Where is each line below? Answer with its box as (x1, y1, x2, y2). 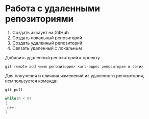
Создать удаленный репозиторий (12, 40, 82, 46)
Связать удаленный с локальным (12, 45, 82, 51)
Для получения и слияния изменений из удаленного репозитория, (5, 72, 145, 78)
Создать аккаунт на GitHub (12, 29, 69, 35)
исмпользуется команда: (5, 78, 58, 84)
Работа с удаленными (5, 3, 100, 14)
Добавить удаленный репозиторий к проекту (5, 54, 100, 60)
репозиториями (5, 13, 74, 24)
